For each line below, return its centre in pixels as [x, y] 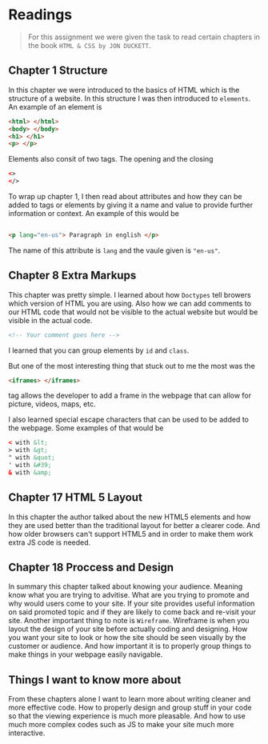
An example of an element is [55, 106]
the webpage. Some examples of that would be [86, 428]
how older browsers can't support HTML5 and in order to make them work [131, 534]
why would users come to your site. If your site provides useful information [132, 604]
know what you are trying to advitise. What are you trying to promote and [129, 595]
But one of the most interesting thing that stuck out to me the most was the [132, 366]
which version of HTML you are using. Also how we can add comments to [130, 303]
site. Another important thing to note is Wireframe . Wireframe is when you [129, 621]
